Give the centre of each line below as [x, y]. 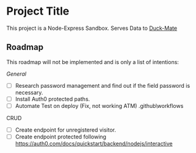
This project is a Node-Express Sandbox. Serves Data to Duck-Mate [92, 28]
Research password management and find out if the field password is [103, 85]
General [16, 74]
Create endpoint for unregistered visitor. [66, 130]
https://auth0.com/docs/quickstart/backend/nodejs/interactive [94, 144]
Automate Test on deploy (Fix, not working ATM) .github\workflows [99, 105]
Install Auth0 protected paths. [53, 99]
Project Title [38, 11]
